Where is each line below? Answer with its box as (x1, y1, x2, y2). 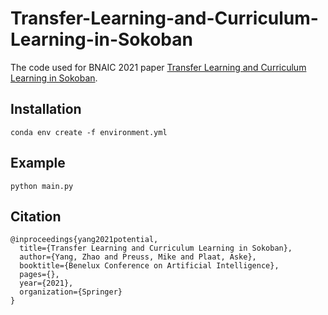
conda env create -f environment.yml (10, 127, 168, 137)
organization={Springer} (19, 287, 123, 297)
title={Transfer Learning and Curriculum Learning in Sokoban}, (19, 243, 293, 254)
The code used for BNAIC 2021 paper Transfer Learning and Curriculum (10, 61, 307, 73)
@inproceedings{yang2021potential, (10, 235, 159, 245)
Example (10, 155, 66, 172)
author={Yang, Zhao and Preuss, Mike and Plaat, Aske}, (19, 252, 257, 262)
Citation (10, 208, 62, 225)
